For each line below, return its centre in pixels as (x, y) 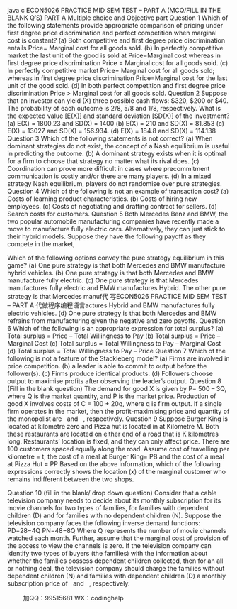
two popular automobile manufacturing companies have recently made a (113, 221)
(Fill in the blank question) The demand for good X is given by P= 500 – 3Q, (117, 389)
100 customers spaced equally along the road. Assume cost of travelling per (118, 449)
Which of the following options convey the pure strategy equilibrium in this (116, 258)
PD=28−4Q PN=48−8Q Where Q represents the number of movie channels (117, 531)
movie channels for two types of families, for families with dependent (108, 508)
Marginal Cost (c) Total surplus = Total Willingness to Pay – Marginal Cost (114, 343)
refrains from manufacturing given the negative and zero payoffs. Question (116, 321)
